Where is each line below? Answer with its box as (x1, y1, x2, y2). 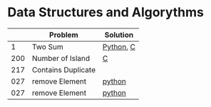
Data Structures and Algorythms (7, 4, 205, 21)
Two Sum (31, 42, 63, 52)
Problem (48, 30, 78, 40)
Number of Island (31, 53, 91, 63)
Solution (104, 30, 134, 40)
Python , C (102, 42, 135, 52)
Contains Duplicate (31, 64, 96, 74)
